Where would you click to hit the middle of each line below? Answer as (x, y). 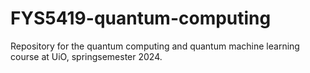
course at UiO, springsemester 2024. (86, 56)
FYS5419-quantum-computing (141, 18)
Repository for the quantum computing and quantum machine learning (155, 46)
